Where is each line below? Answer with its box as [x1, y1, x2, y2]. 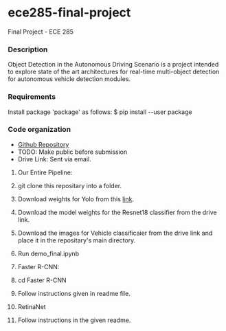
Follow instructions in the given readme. [17, 316, 131, 324]
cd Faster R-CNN [17, 276, 67, 284]
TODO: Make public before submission [17, 148, 128, 156]
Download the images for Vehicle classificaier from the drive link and [17, 229, 213, 237]
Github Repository [17, 140, 69, 148]
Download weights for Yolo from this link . [17, 194, 135, 203]
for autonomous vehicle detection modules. [8, 75, 131, 83]
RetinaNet [17, 302, 47, 310]
